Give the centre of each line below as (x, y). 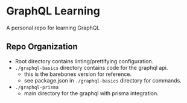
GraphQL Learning (53, 11)
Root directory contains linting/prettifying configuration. (84, 61)
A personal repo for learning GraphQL (53, 28)
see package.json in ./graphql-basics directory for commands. (103, 80)
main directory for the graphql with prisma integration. (91, 93)
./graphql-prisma (37, 87)
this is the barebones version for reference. (78, 74)
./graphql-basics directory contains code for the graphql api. (91, 67)
